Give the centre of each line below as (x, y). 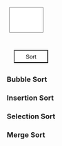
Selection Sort (31, 116)
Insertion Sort (30, 98)
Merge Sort (26, 134)
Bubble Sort (27, 79)
